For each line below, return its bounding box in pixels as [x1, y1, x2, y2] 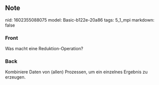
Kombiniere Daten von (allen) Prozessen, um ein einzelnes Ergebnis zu [5, 69, 148, 75]
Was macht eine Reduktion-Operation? [5, 46, 83, 52]
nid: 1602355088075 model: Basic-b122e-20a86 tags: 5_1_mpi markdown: [5, 17, 155, 23]
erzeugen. [5, 74, 26, 80]
